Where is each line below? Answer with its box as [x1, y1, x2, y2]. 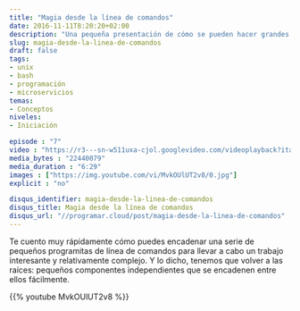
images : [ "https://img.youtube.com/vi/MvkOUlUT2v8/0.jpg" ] [9, 171, 238, 180]
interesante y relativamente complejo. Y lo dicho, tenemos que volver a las [9, 255, 283, 265]
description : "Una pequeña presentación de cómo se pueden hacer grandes [9, 29, 290, 38]
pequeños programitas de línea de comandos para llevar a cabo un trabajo [9, 245, 284, 256]
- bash [9, 71, 34, 80]
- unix [9, 63, 34, 72]
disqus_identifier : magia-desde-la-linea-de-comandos [9, 195, 214, 204]
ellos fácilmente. [9, 273, 70, 284]
